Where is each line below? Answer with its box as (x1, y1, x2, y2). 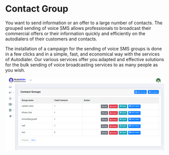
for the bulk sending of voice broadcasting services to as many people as (5, 62, 158, 68)
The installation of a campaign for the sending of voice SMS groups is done (5, 45, 162, 51)
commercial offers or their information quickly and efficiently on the (5, 30, 145, 36)
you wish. (5, 67, 25, 73)
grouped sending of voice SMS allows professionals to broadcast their (5, 25, 151, 31)
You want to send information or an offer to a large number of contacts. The (5, 20, 163, 26)
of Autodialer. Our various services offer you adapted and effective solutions (5, 56, 164, 62)
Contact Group (5, 3, 69, 15)
